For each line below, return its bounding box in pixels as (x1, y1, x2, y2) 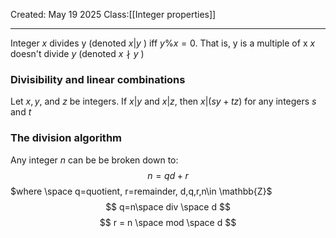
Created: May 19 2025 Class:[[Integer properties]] (10, 9, 217, 20)
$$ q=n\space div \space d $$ (105, 200, 231, 213)
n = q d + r (147, 169, 189, 181)
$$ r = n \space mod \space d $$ (99, 216, 237, 228)
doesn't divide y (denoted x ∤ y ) (10, 48, 145, 59)
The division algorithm (10, 131, 123, 145)
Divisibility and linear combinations (10, 72, 186, 86)
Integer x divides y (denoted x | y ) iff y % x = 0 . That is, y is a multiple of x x (10, 37, 316, 49)
